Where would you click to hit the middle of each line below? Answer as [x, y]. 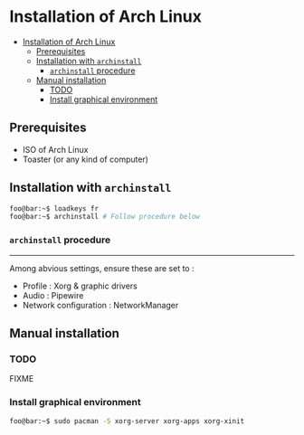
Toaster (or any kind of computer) [85, 159]
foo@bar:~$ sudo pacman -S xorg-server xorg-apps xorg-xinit [127, 421]
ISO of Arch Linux [55, 149]
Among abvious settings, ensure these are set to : [102, 268]
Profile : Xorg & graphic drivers [80, 286]
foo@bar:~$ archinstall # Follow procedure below [105, 217]
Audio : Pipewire [53, 295]
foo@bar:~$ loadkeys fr [54, 208]
